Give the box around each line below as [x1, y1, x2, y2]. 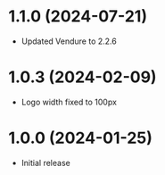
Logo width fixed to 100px [21, 96, 118, 107]
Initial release [21, 157, 70, 168]
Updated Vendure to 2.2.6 [21, 36, 117, 46]
